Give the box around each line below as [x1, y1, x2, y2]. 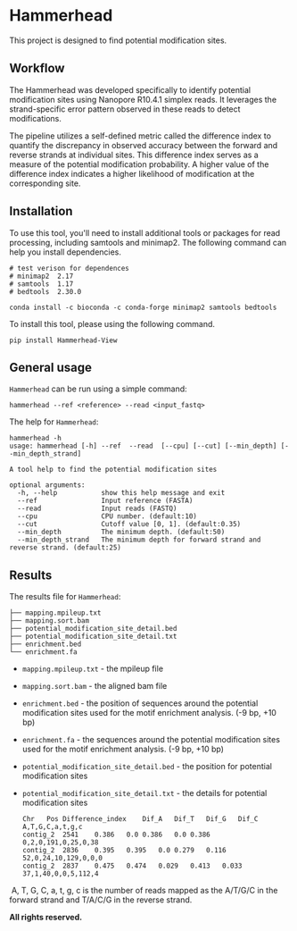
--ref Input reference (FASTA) [17, 497, 194, 506]
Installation [9, 204, 73, 219]
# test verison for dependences [9, 264, 129, 273]
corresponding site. [9, 178, 81, 189]
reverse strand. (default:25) [9, 543, 122, 552]
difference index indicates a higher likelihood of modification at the [9, 168, 255, 179]
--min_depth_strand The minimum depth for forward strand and [17, 535, 261, 545]
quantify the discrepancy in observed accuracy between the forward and [9, 139, 278, 150]
